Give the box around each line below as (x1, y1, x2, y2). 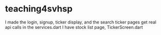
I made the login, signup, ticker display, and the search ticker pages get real (5, 19, 157, 25)
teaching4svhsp (5, 3, 73, 14)
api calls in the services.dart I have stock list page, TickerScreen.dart (5, 24, 143, 30)
